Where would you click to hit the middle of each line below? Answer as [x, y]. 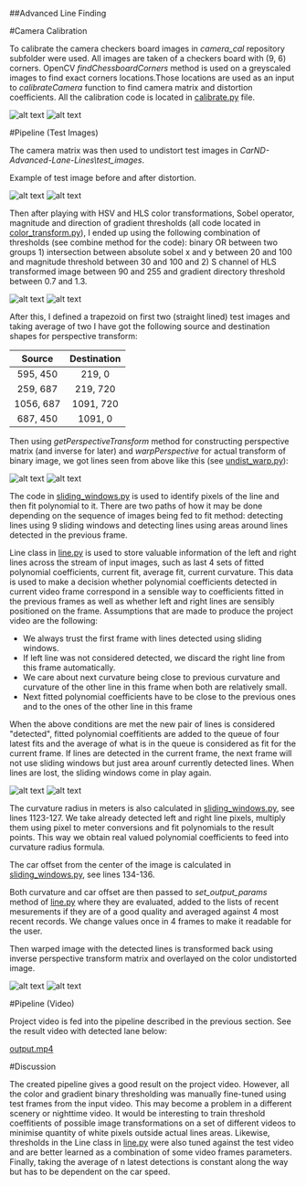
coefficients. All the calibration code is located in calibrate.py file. [132, 97]
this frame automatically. [69, 668]
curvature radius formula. [57, 847]
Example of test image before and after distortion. [103, 178]
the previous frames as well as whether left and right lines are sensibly [142, 601]
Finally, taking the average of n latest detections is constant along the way [149, 1162]
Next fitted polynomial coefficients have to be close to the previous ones [159, 697]
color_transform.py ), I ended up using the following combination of [135, 233]
